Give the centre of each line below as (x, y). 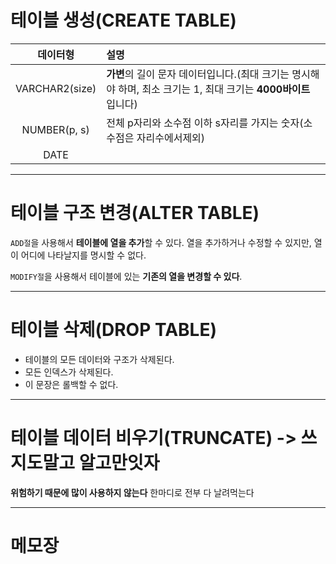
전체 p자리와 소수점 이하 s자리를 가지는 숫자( (205, 123)
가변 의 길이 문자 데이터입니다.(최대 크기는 (198, 74)
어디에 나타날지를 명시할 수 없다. (83, 255)
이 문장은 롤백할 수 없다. (71, 384)
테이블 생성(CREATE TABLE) (123, 20)
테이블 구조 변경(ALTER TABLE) (135, 213)
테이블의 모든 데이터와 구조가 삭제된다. (99, 359)
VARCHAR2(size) (56, 88)
